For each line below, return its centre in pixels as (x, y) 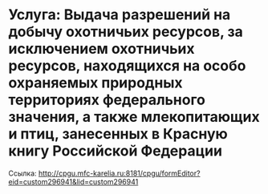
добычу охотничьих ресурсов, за (126, 32)
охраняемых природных (95, 83)
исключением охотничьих (102, 49)
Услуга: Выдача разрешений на (120, 15)
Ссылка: (23, 173)
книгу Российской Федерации (116, 151)
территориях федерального (107, 100)
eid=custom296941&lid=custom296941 (73, 181)
